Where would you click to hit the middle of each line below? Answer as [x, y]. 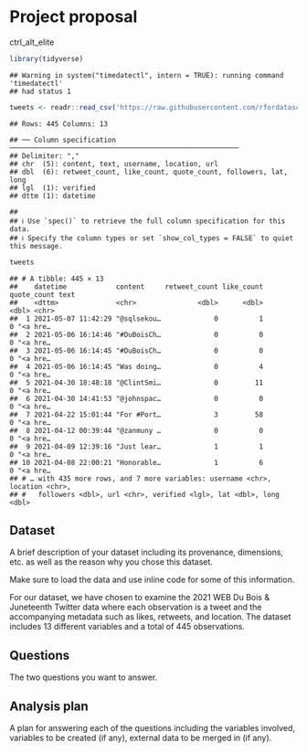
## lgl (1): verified [53, 188]
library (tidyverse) [47, 58]
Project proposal [74, 17]
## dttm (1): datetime [53, 196]
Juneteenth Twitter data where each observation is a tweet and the [136, 607]
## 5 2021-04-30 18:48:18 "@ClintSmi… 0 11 [136, 382]
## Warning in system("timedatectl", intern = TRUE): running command [147, 75]
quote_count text [42, 294]
